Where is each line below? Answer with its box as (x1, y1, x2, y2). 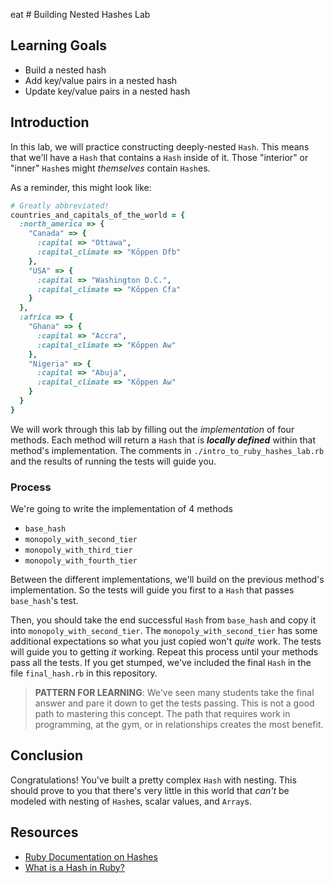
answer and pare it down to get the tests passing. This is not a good (34, 697, 315, 709)
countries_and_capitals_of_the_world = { (10, 210, 186, 220)
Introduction (10, 114, 90, 131)
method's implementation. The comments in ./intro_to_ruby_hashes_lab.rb (10, 444, 325, 456)
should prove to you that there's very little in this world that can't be (10, 784, 290, 796)
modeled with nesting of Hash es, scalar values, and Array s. (10, 795, 252, 807)
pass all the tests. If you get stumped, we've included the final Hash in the (10, 657, 312, 669)
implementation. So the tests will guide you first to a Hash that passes (10, 584, 295, 596)
